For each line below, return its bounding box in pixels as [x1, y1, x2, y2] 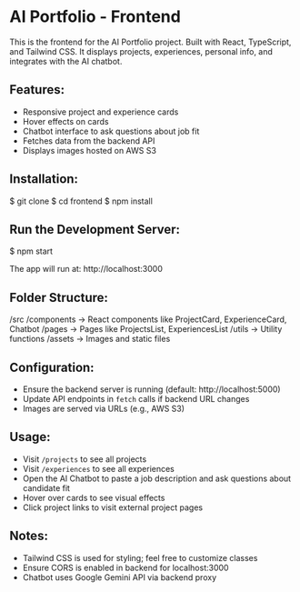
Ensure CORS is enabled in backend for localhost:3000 [22, 562, 229, 573]
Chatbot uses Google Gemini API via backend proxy [22, 571, 216, 583]
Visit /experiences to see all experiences [22, 463, 175, 474]
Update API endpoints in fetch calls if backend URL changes [22, 394, 250, 404]
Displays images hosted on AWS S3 [22, 145, 157, 156]
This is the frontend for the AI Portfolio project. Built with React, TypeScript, [9, 36, 292, 47]
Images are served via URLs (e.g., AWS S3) [22, 403, 185, 414]
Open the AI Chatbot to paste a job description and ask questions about [22, 473, 292, 484]
